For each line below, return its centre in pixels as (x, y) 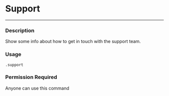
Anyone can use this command (37, 88)
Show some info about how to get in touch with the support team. (73, 41)
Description (20, 30)
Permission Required (31, 77)
